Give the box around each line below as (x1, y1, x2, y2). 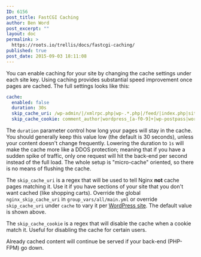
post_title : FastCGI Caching (6, 14, 79, 20)
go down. (20, 244, 44, 251)
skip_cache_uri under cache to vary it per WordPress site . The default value (6, 202, 193, 209)
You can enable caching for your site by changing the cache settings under (6, 69, 191, 77)
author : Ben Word (6, 20, 50, 26)
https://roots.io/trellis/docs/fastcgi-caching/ (11, 42, 135, 48)
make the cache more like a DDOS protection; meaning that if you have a (6, 146, 185, 153)
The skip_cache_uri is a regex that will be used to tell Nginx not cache (6, 177, 179, 183)
